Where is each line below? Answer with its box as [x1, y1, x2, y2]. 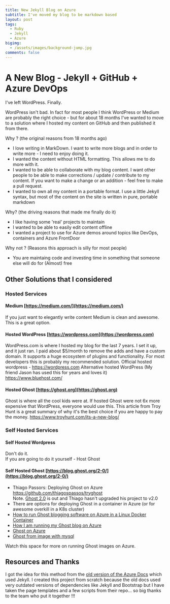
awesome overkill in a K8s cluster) [12, 506, 85, 512]
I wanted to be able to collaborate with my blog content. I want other [12, 167, 156, 173]
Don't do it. [5, 450, 29, 457]
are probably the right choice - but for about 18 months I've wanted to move [5, 115, 164, 121]
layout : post [5, 17, 33, 22]
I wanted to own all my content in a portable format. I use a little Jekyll [12, 189, 159, 195]
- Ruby [10, 26, 24, 32]
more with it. [12, 161, 39, 168]
